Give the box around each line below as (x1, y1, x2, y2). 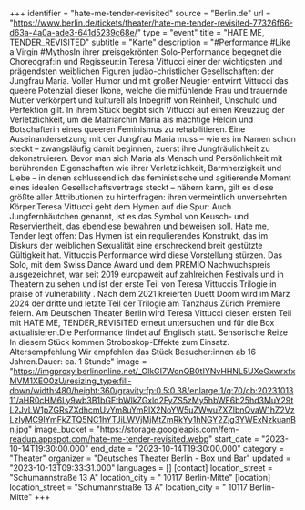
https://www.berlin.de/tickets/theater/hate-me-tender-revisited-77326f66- (13, 17, 294, 28)
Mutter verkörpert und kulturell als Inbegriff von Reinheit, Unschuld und (9, 95, 278, 106)
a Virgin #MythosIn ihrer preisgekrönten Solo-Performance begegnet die (9, 46, 282, 57)
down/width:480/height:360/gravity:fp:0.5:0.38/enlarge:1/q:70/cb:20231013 (9, 385, 294, 395)
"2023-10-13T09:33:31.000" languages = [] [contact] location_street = (9, 463, 273, 473)
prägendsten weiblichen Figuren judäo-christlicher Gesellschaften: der (9, 66, 275, 76)
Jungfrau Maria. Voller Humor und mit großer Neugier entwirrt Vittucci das (9, 76, 289, 86)
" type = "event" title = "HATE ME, (137, 27, 265, 37)
